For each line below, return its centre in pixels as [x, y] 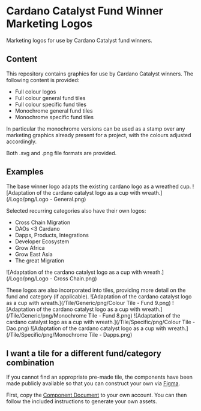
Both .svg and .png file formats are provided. [61, 153]
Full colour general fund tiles [50, 98]
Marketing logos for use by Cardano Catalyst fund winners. [79, 40]
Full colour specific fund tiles [51, 104]
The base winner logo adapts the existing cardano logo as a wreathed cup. [99, 186]
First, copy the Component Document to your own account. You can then [97, 395]
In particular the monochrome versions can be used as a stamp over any [96, 129]
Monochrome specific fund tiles [54, 117]
